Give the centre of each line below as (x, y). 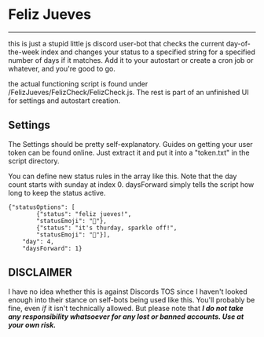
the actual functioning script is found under (78, 83)
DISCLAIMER (40, 273)
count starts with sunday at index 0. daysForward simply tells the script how (131, 184)
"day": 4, (38, 241)
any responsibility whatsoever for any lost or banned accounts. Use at (126, 317)
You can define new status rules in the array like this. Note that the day (123, 176)
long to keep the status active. (57, 192)
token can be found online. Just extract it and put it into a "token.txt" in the (129, 152)
